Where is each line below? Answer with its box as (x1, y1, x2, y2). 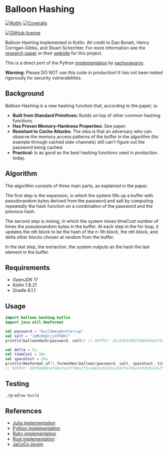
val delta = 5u (5, 347, 37, 352)
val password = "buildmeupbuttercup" (5, 329, 84, 334)
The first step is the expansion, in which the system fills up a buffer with (5, 192, 153, 198)
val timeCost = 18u (5, 352, 46, 357)
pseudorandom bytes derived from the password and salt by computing (5, 198, 153, 204)
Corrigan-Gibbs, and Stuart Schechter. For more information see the (5, 45, 146, 51)
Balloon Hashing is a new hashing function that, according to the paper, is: (5, 103, 158, 109)
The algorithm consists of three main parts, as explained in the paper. (5, 183, 148, 189)
